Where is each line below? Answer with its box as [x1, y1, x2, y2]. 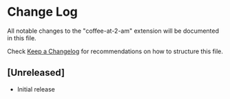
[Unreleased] [7, 67, 65, 79]
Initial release [17, 85, 55, 93]
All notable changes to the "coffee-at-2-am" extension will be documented [7, 27, 219, 35]
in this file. [7, 33, 36, 42]
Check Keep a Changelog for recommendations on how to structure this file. [7, 47, 224, 55]
